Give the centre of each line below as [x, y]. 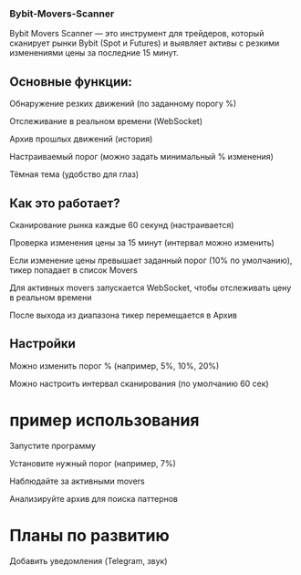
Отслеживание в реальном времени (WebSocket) [106, 121]
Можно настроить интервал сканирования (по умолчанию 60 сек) [139, 383]
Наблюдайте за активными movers [77, 481]
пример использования [104, 420]
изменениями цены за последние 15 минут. [94, 53]
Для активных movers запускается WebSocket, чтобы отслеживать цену [150, 287]
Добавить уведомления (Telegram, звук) [88, 560]
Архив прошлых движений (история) [81, 139]
